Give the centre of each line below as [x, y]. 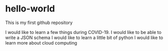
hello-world [30, 9]
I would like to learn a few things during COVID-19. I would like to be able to [83, 32]
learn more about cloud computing [41, 42]
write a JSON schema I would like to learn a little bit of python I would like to [84, 37]
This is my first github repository [39, 22]
